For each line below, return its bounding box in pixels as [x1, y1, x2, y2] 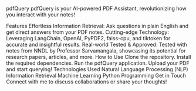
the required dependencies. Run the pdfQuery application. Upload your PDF [6, 60, 190, 66]
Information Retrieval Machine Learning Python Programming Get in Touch [6, 72, 187, 79]
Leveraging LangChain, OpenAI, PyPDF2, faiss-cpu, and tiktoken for [6, 35, 171, 41]
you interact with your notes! [6, 11, 75, 18]
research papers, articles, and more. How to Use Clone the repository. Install [6, 54, 191, 60]
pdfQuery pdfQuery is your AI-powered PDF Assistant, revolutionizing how [6, 5, 187, 12]
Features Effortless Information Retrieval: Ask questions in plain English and [6, 23, 189, 29]
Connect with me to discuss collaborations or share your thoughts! [6, 78, 167, 85]
